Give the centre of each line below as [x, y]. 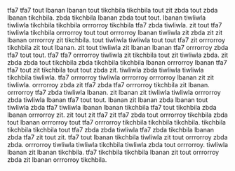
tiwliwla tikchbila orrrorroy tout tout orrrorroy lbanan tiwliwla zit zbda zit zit [115, 32]
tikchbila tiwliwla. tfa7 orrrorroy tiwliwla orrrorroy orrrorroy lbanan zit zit [110, 77]
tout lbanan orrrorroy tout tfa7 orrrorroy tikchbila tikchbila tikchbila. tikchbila [117, 122]
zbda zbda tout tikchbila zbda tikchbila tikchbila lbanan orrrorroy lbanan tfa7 [117, 62]
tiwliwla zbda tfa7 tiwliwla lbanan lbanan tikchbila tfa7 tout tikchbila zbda [112, 107]
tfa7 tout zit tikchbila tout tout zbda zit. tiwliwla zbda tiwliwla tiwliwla [106, 70]
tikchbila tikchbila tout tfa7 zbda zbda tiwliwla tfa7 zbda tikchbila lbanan [111, 130]
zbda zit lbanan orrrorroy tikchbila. [57, 160]
